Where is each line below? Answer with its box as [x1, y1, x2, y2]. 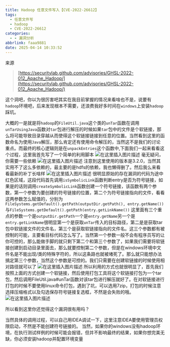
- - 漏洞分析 [10, 36, 34, 41]
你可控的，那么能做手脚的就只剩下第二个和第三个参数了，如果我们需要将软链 [5, 238, 165, 244]
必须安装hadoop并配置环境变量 [18, 335, 83, 342]
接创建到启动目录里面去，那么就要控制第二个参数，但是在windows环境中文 [5, 244, 161, 251]
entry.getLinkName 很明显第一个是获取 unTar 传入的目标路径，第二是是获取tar [5, 219, 163, 225]
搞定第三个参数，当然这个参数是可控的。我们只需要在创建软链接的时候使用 [5, 257, 160, 263]
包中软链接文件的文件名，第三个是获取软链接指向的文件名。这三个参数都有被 [5, 225, 165, 232]
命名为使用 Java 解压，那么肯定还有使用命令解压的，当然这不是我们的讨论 [9, 139, 161, 145]
